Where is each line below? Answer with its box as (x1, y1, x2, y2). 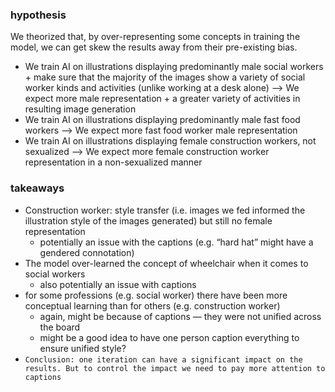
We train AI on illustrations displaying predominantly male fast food (24, 114, 301, 126)
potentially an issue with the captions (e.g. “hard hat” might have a (39, 236, 314, 248)
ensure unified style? (39, 342, 127, 354)
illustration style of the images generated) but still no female (24, 214, 273, 227)
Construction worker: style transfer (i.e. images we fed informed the (24, 204, 306, 216)
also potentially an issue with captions (39, 278, 197, 290)
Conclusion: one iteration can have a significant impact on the (24, 354, 303, 365)
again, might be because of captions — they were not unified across (39, 310, 322, 322)
